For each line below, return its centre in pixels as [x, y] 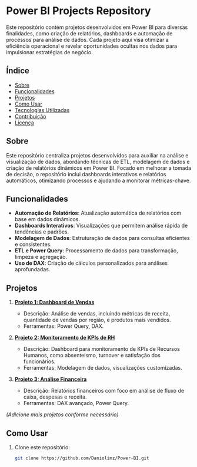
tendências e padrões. [42, 232]
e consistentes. [33, 244]
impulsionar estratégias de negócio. [49, 52]
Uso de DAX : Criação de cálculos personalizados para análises [91, 263]
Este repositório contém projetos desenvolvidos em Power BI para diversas [97, 27]
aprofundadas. [32, 269]
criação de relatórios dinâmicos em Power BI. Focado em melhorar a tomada [99, 168]
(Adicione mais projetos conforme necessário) [62, 415]
